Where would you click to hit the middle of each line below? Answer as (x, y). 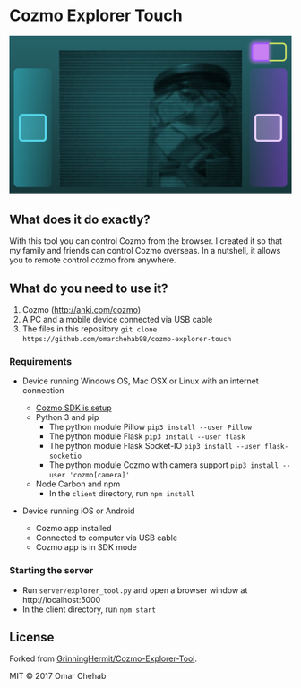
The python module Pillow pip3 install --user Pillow (150, 427)
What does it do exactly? (80, 219)
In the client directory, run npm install (122, 494)
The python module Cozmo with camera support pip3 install (164, 465)
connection (43, 391)
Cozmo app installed (73, 529)
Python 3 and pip (67, 417)
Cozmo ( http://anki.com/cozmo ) (82, 310)
